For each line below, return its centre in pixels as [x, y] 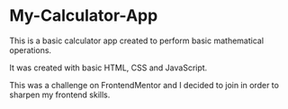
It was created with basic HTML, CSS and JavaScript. [108, 68]
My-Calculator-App [84, 16]
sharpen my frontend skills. [60, 95]
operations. [31, 50]
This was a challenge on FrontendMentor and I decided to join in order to [144, 85]
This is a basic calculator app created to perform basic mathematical [136, 41]
